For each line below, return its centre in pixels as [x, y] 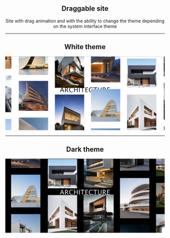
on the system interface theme [85, 26]
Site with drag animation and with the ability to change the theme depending [85, 21]
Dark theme [85, 149]
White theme [85, 47]
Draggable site [85, 9]
